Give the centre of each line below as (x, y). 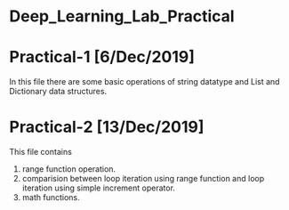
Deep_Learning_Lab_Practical (122, 16)
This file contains (41, 152)
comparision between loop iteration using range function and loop (143, 179)
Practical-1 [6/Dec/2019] (102, 57)
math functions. (51, 198)
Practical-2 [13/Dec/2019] (107, 127)
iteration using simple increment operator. (99, 188)
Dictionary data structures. (58, 92)
